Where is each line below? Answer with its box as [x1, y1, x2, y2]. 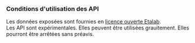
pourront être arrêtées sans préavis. [6, 31, 94, 38]
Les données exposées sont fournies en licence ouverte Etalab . [6, 18, 161, 25]
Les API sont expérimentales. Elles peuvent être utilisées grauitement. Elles [6, 24, 190, 31]
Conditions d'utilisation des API [6, 5, 99, 13]
